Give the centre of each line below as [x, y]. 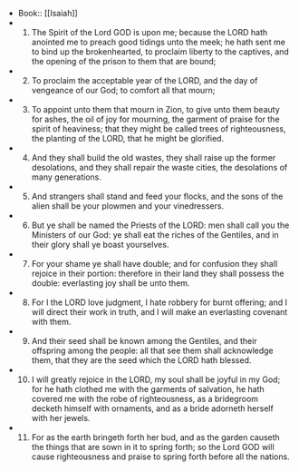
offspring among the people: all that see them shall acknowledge [152, 350]
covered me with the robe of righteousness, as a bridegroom [145, 399]
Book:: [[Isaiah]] [48, 13]
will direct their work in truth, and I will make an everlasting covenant [159, 312]
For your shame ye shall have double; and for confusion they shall [154, 264]
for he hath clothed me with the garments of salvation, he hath [148, 389]
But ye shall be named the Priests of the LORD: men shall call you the [160, 225]
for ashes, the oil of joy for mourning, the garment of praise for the [155, 119]
